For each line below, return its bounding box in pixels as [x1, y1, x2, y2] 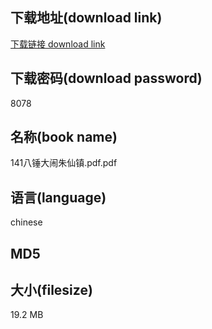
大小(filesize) [10, 282, 93, 299]
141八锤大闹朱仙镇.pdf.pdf [10, 157, 118, 169]
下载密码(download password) [10, 70, 203, 87]
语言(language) [10, 189, 107, 206]
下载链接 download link [10, 38, 106, 50]
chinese [10, 216, 43, 228]
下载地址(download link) [10, 9, 163, 27]
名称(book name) [10, 129, 118, 146]
